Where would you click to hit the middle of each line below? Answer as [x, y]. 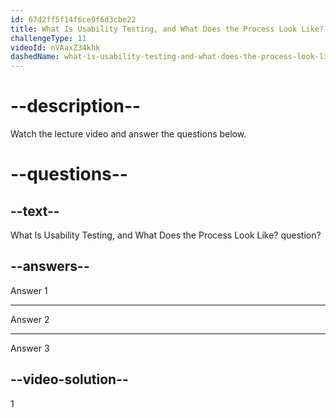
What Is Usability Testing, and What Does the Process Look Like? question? [166, 235]
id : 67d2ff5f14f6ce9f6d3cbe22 [73, 19]
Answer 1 [29, 290]
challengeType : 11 [48, 38]
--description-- [76, 106]
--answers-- [50, 266]
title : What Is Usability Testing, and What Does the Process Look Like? [167, 29]
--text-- [35, 211]
